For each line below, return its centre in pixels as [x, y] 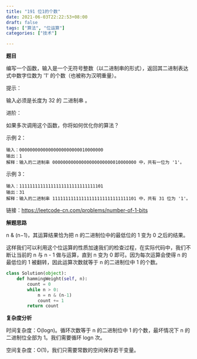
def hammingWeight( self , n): [52, 279]
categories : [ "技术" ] [32, 33]
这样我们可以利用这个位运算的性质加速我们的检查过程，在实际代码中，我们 [96, 248]
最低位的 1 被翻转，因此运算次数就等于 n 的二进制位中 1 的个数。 [84, 262]
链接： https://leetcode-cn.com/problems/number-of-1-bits [77, 210]
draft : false [22, 22]
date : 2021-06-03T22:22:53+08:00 [47, 17]
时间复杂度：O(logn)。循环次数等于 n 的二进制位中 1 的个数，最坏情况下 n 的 [98, 330]
